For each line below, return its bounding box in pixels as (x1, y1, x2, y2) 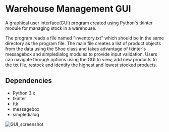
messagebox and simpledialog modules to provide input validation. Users (5, 51, 157, 57)
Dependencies (5, 76, 52, 85)
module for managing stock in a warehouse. (5, 25, 97, 31)
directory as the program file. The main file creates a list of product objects (5, 40, 161, 46)
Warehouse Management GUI (5, 3, 131, 15)
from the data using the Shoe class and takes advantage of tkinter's (5, 46, 146, 52)
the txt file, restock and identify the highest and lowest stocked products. (5, 62, 157, 68)
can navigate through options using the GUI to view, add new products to (5, 56, 157, 62)
